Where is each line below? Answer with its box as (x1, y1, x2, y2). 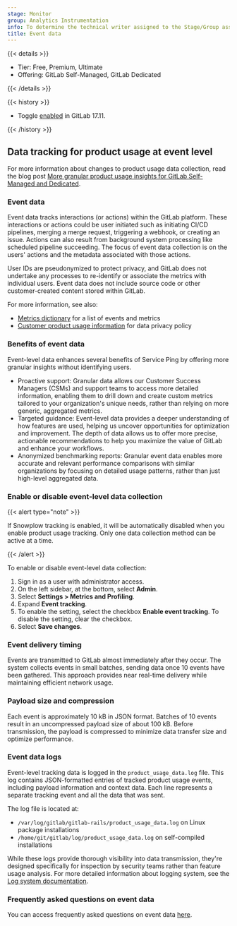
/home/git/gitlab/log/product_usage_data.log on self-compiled (17, 833, 205, 841)
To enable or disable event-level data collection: (7, 563, 147, 572)
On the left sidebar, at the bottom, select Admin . (17, 584, 158, 593)
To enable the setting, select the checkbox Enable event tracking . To (17, 607, 219, 615)
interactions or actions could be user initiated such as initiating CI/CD (7, 220, 209, 229)
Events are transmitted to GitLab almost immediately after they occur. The (7, 656, 221, 664)
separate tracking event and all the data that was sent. (7, 790, 166, 799)
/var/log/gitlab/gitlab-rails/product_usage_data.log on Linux (17, 818, 206, 826)
